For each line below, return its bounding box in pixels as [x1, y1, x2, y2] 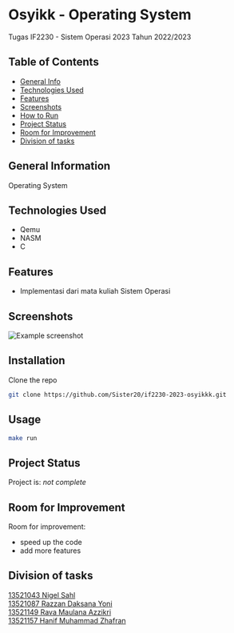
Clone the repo [8, 375, 58, 385]
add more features [19, 546, 81, 555]
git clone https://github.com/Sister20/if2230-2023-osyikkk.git [8, 391, 227, 399]
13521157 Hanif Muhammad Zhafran [8, 615, 126, 625]
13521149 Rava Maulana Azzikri [8, 607, 112, 617]
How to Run [19, 110, 59, 120]
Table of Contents [8, 55, 100, 69]
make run [8, 434, 38, 442]
